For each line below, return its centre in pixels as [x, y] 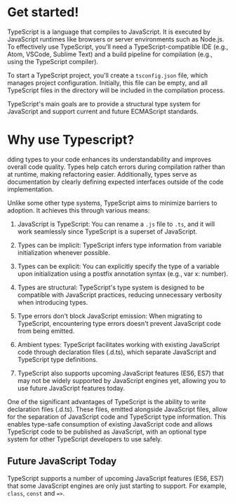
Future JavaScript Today [62, 461]
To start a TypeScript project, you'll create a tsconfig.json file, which [108, 75]
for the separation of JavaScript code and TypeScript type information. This [117, 417]
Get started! [43, 12]
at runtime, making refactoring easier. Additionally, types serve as [102, 174]
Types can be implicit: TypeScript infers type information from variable [120, 245]
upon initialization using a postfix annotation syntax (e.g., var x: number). [123, 273]
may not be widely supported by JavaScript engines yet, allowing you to [122, 380]
